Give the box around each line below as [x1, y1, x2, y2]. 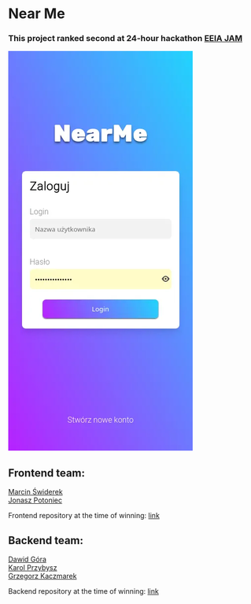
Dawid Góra [8, 554, 47, 564]
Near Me [8, 5, 65, 23]
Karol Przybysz [8, 563, 57, 573]
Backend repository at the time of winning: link [8, 587, 159, 596]
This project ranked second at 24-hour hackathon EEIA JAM [8, 33, 242, 44]
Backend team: [8, 533, 84, 547]
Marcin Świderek [8, 487, 63, 497]
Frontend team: [8, 466, 85, 480]
